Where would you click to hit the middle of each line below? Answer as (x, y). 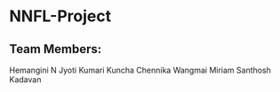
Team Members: (56, 49)
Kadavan (25, 80)
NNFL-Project (60, 16)
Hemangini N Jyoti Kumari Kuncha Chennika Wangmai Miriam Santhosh (140, 70)
